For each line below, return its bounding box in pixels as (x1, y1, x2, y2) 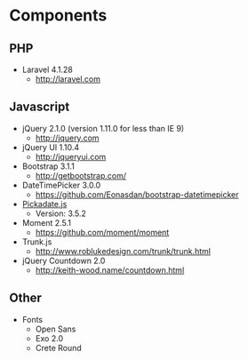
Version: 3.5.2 (35, 208, 87, 219)
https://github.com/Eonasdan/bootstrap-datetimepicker (35, 188, 239, 200)
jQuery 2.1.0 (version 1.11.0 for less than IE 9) (21, 123, 185, 133)
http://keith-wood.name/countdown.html (35, 264, 185, 276)
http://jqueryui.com (35, 151, 107, 162)
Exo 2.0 (35, 332, 64, 343)
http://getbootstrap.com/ (35, 170, 127, 180)
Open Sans (35, 324, 76, 334)
